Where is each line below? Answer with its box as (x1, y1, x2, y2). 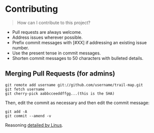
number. (12, 45, 29, 51)
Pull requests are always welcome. (12, 29, 82, 35)
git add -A (5, 109, 27, 114)
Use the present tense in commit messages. (12, 50, 101, 56)
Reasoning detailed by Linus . (5, 122, 64, 128)
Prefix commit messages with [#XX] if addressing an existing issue (12, 39, 147, 45)
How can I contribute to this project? (17, 20, 90, 26)
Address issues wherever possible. (12, 34, 83, 40)
